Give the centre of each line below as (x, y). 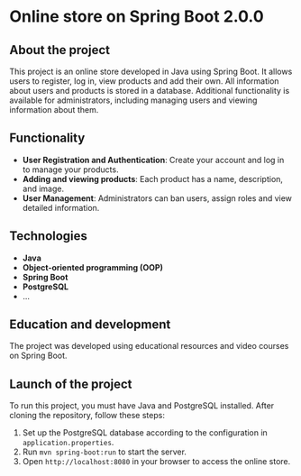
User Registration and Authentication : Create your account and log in (153, 160)
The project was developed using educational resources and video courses (149, 346)
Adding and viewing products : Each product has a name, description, (153, 178)
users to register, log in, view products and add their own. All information (144, 81)
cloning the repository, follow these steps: (87, 416)
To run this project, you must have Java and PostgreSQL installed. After (142, 406)
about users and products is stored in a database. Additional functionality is (150, 91)
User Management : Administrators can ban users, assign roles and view (157, 198)
